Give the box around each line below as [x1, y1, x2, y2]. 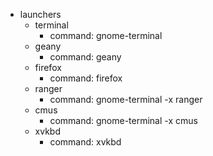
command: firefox [49, 72, 123, 84]
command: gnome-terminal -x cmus [49, 115, 198, 126]
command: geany [49, 51, 122, 63]
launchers [19, 9, 62, 20]
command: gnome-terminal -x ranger [49, 94, 203, 105]
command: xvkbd [49, 136, 122, 148]
